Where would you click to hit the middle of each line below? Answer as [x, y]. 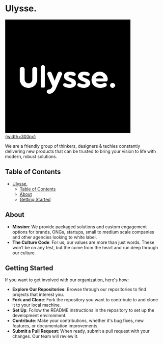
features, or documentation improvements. [55, 326]
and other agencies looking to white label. [54, 237]
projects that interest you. [38, 294]
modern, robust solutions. [31, 156]
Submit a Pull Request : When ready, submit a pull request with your [81, 331]
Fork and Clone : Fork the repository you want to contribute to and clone [85, 300]
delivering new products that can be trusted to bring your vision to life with [81, 151]
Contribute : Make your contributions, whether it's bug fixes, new [78, 321]
